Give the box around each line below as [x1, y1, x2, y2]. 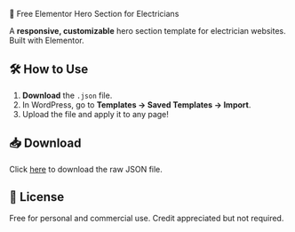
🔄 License [9, 189, 65, 204]
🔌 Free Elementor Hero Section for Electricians [9, 9, 179, 19]
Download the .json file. [21, 90, 113, 100]
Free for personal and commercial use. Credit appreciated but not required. [9, 213, 284, 224]
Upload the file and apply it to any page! [21, 108, 169, 119]
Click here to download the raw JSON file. [9, 164, 163, 174]
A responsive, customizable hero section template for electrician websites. [9, 26, 286, 36]
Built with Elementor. [9, 36, 84, 45]
